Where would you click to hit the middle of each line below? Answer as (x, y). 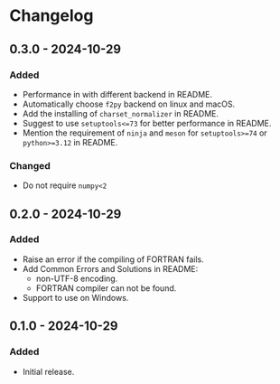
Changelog (51, 16)
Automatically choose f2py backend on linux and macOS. (129, 104)
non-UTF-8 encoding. (77, 278)
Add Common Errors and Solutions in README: (110, 268)
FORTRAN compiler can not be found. (106, 288)
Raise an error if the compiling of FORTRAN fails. (113, 259)
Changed (30, 165)
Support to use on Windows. (75, 297)
